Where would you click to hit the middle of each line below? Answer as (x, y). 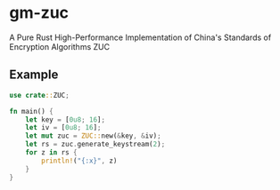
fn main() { (31, 111)
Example (34, 75)
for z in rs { (51, 153)
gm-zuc (39, 13)
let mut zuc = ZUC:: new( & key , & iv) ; (94, 136)
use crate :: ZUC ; (39, 95)
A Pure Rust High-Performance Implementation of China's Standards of (140, 37)
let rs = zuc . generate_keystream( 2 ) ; (95, 145)
